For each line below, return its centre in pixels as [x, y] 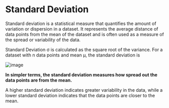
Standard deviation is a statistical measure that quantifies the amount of [81, 23]
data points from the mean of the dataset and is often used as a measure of [85, 34]
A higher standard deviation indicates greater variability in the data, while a [84, 90]
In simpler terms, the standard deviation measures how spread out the [81, 74]
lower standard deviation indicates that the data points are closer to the [80, 95]
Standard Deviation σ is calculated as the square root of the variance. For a [84, 49]
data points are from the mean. [39, 80]
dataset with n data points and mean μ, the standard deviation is [73, 55]
